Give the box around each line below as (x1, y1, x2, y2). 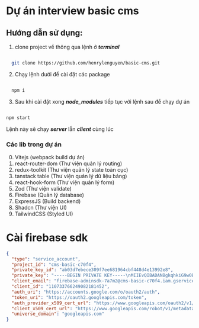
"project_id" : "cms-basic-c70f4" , (11, 262, 97, 268)
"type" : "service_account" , (11, 256, 81, 262)
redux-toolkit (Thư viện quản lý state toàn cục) (14, 166, 129, 173)
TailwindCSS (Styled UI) (14, 210, 73, 217)
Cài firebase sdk (6, 231, 88, 245)
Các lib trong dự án (6, 140, 62, 149)
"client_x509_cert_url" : (11, 306, 73, 311)
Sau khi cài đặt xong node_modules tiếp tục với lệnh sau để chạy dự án (14, 98, 190, 105)
